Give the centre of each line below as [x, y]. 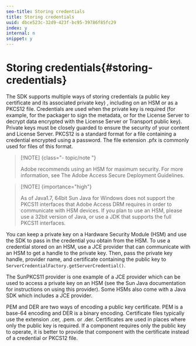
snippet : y [19, 39]
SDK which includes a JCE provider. [49, 295]
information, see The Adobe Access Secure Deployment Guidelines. [102, 175]
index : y [17, 28]
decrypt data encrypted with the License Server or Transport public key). [94, 121]
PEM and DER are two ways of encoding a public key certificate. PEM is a [94, 307]
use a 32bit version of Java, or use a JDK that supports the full [96, 216]
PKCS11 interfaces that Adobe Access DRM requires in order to [96, 204]
